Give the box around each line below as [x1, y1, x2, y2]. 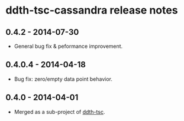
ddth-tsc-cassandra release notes [5, 4, 178, 17]
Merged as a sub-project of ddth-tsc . [14, 108, 105, 115]
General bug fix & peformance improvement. [14, 42, 123, 50]
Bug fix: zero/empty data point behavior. [14, 75, 113, 83]
